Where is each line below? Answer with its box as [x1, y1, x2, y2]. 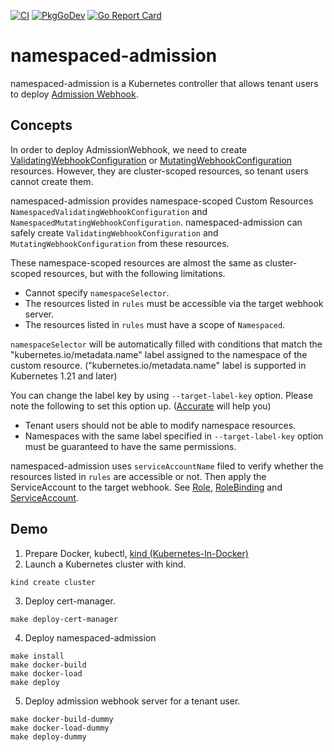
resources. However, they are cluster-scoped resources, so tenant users [10, 165, 309, 177]
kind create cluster [10, 577, 97, 587]
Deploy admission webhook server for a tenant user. [24, 695, 241, 707]
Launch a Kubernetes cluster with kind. [24, 558, 187, 570]
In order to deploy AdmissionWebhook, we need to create [10, 143, 248, 155]
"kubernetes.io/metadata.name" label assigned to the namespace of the [10, 348, 308, 360]
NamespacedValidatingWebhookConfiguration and [10, 205, 208, 217]
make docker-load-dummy [10, 723, 110, 733]
